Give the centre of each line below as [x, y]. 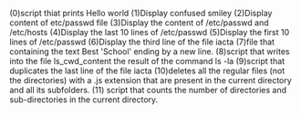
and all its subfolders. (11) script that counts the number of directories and [148, 90]
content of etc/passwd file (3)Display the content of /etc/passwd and [139, 23]
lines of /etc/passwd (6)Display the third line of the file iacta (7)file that [142, 42]
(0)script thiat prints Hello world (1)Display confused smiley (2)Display [141, 13]
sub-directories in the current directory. [84, 100]
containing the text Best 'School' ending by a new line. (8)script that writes [150, 52]
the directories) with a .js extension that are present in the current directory [150, 80]
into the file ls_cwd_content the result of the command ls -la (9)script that [147, 61]
